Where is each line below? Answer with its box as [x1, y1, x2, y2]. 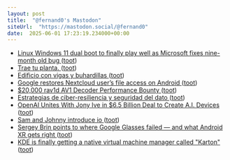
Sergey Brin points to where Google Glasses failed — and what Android [17, 123, 223, 131]
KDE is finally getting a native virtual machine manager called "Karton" [17, 138, 220, 147]
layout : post [7, 10, 45, 17]
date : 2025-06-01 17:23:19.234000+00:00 [7, 29, 130, 37]
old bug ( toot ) [37, 57, 78, 65]
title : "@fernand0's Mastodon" [7, 17, 101, 24]
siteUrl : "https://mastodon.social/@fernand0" [7, 23, 149, 30]
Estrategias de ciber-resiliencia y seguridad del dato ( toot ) [17, 94, 185, 102]
